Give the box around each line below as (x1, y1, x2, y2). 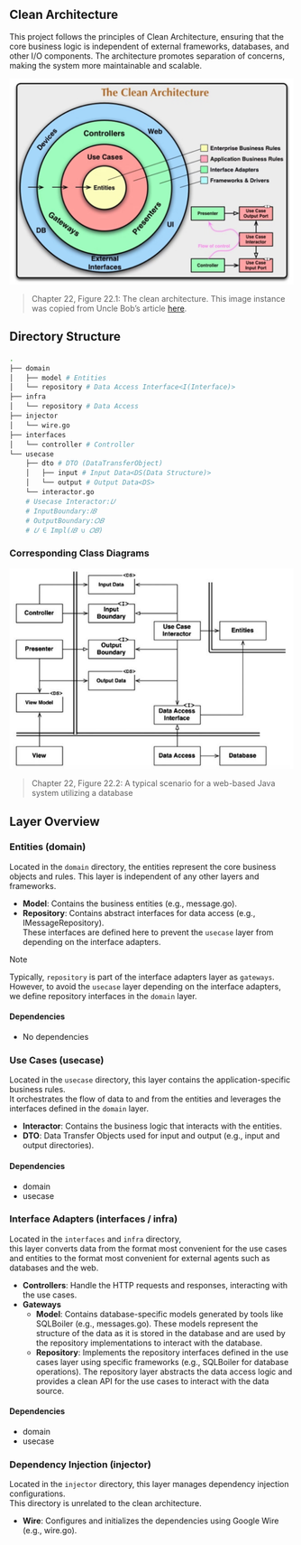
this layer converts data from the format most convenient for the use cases (9, 1242, 287, 1254)
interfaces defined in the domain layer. (9, 1103, 150, 1114)
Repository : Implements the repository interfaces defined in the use (35, 1346, 289, 1358)
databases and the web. (9, 1262, 99, 1273)
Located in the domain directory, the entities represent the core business (9, 861, 277, 872)
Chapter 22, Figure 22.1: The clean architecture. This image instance (31, 294, 286, 304)
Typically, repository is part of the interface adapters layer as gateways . (9, 971, 275, 982)
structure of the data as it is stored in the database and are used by (35, 1327, 286, 1338)
